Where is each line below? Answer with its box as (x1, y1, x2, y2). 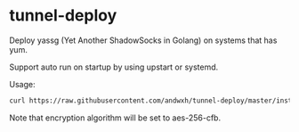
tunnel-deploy (9, 5, 117, 26)
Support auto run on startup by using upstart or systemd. (9, 62, 219, 72)
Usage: (9, 78, 36, 89)
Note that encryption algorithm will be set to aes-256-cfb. (9, 112, 221, 123)
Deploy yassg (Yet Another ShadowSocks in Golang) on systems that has (9, 35, 278, 45)
